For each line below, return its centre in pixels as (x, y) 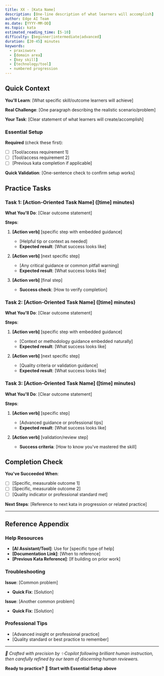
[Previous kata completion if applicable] (52, 163)
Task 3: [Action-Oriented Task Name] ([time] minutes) (70, 383)
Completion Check (34, 462)
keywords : (15, 46)
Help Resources (24, 538)
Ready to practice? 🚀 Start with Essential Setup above (61, 668)
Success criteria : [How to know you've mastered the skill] (78, 447)
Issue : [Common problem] (32, 582)
